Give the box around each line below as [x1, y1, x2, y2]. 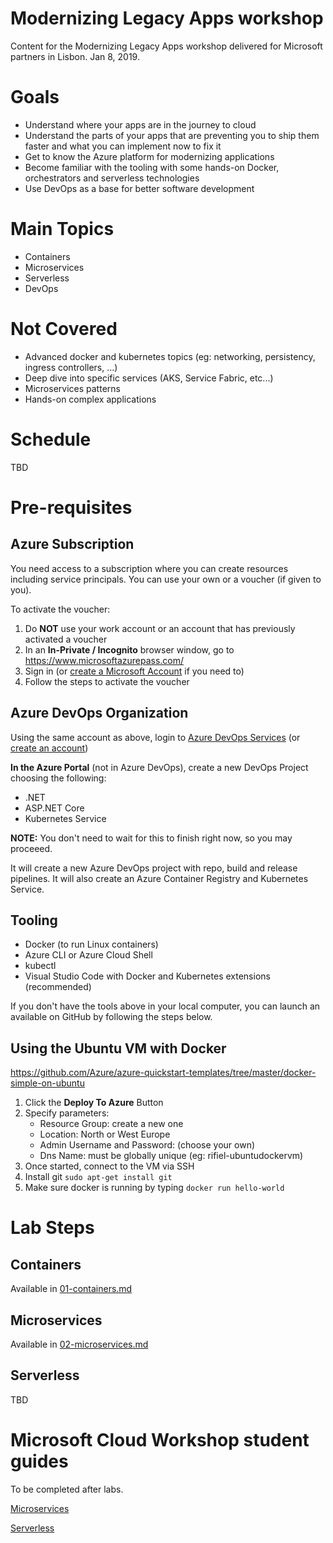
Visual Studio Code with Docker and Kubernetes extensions [24, 970, 271, 982]
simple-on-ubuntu [10, 1077, 85, 1089]
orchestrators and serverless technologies [24, 172, 200, 184]
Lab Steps [10, 1217, 95, 1239]
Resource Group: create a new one [39, 1118, 184, 1130]
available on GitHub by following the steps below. [10, 1011, 213, 1023]
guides [10, 1450, 69, 1472]
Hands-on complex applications [24, 393, 157, 405]
